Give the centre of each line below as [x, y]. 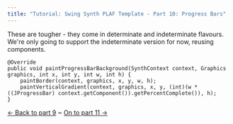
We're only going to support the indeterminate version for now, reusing [110, 41]
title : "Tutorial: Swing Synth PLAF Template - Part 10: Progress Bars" [117, 14]
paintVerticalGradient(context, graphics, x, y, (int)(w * [109, 87]
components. [27, 49]
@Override [22, 62]
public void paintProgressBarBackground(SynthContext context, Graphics [117, 68]
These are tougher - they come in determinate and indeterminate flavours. [116, 34]
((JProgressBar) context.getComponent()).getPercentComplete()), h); [112, 93]
